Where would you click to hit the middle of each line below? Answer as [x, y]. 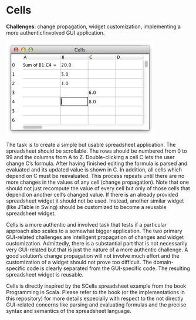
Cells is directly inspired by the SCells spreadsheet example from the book [96, 286]
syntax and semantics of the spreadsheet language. [69, 311]
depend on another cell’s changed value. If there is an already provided [92, 194]
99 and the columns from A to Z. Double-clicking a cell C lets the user [90, 157]
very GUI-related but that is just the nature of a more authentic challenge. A [97, 250]
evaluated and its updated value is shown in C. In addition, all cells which [94, 169]
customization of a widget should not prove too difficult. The [79, 262]
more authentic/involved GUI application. [55, 32]
